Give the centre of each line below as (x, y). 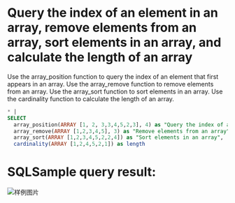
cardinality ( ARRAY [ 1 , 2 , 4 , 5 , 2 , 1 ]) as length (79, 144)
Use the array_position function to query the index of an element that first (113, 76)
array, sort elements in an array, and (114, 43)
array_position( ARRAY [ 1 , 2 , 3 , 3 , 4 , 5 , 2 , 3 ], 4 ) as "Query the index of (119, 125)
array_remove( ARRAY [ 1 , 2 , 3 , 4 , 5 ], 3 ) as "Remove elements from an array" (122, 131)
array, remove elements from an (102, 28)
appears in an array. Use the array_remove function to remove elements (111, 84)
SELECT (17, 118)
